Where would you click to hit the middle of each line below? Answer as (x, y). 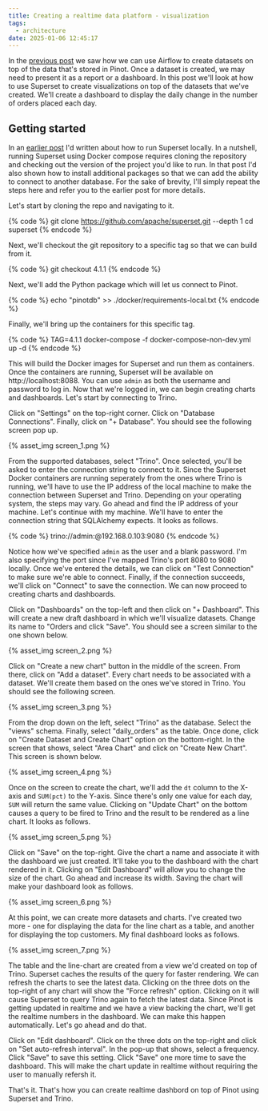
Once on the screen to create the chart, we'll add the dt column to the (123, 788)
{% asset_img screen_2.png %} (60, 651)
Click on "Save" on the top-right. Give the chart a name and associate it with (134, 853)
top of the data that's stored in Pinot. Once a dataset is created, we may (127, 70)
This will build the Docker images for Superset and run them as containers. (131, 364)
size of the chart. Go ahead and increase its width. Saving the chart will (126, 878)
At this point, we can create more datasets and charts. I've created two (125, 917)
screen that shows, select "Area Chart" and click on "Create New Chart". (128, 748)
